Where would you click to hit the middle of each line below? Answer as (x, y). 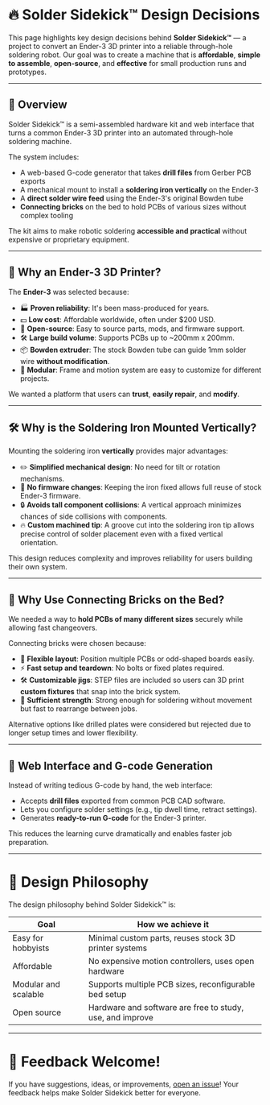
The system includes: (44, 157)
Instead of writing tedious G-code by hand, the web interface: (110, 785)
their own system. (38, 567)
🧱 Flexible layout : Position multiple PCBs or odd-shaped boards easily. (137, 659)
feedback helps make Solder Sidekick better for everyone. (104, 1092)
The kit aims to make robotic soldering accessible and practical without (128, 230)
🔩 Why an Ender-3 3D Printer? (85, 273)
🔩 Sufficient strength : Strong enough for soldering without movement (136, 700)
